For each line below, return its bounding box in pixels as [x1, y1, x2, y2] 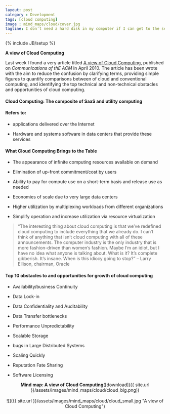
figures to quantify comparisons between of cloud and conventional [5, 76, 147, 82]
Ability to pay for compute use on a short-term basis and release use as [12, 179, 162, 185]
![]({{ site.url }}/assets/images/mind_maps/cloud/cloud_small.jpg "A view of [6, 398, 164, 404]
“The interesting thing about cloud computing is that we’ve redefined [17, 223, 161, 229]
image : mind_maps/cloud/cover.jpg [5, 21, 80, 27]
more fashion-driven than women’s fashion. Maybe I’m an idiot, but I [17, 245, 160, 251]
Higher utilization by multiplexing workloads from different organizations [12, 203, 163, 210]
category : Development [5, 12, 56, 17]
